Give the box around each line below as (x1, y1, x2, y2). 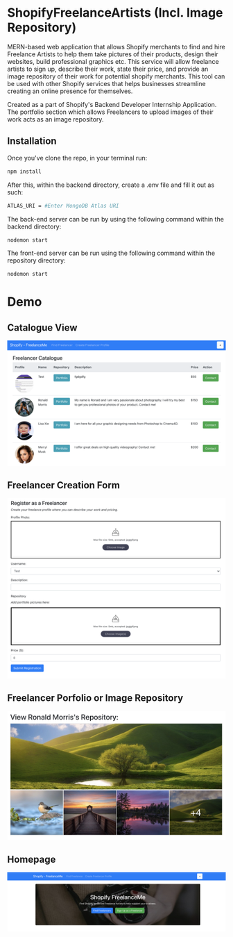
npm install (7, 168, 42, 175)
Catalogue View (7, 322, 78, 333)
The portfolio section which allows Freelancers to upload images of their (7, 108, 214, 116)
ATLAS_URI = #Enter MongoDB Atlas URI (7, 202, 119, 209)
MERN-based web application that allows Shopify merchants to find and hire (7, 42, 225, 51)
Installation (7, 135, 57, 147)
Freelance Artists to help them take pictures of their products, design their (7, 50, 218, 58)
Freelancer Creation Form (7, 479, 120, 491)
